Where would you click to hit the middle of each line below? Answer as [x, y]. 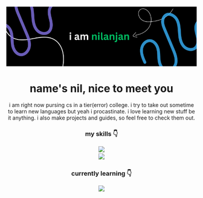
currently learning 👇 [101, 173]
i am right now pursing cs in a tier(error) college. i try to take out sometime [101, 105]
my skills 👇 [101, 134]
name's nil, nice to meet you [101, 88]
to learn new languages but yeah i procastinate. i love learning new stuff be [101, 112]
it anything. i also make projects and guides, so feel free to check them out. [101, 118]
